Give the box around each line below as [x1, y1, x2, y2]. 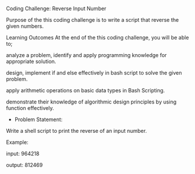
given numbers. [6, 23, 44, 29]
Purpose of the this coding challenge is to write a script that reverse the [6, 16, 179, 23]
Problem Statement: [14, 116, 63, 123]
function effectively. [6, 105, 54, 111]
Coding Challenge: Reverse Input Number [6, 5, 107, 12]
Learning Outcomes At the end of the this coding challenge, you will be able [6, 34, 189, 41]
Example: [6, 139, 29, 146]
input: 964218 [6, 150, 40, 157]
